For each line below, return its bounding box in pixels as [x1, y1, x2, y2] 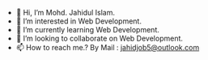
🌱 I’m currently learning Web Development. [15, 25, 159, 34]
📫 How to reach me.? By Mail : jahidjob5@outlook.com [15, 43, 200, 52]
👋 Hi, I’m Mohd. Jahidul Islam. [15, 8, 116, 17]
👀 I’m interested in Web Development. [15, 16, 142, 26]
